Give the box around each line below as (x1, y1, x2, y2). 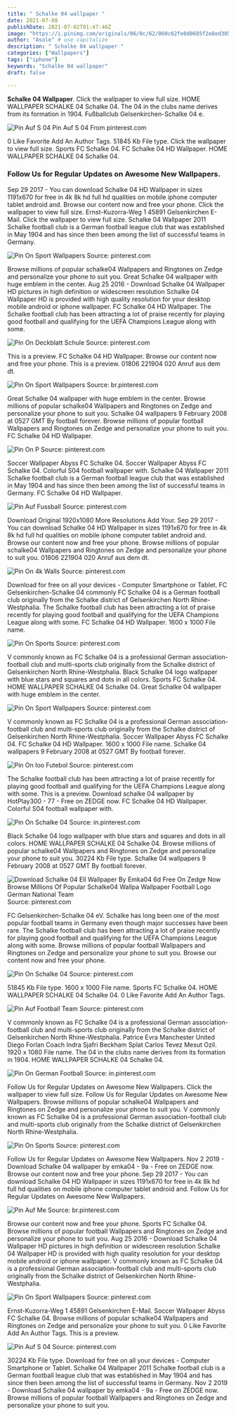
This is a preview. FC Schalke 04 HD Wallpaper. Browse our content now (7, 352, 217, 360)
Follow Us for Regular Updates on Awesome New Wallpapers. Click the (7, 1083, 213, 1091)
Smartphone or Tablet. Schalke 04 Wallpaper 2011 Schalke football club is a (7, 1363, 225, 1372)
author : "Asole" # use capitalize (7, 37, 109, 44)
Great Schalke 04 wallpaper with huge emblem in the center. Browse (7, 394, 206, 402)
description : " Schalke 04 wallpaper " (7, 43, 124, 50)
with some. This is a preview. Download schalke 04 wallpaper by (7, 789, 195, 798)
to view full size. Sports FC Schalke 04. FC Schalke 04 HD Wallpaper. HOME (7, 144, 228, 153)
